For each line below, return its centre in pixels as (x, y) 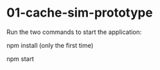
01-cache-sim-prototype (80, 13)
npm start (20, 59)
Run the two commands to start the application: (74, 32)
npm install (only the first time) (50, 45)
